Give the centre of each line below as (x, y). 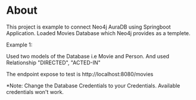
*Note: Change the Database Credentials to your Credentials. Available (93, 85)
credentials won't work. (35, 92)
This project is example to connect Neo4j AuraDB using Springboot (88, 27)
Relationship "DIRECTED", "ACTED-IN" (54, 62)
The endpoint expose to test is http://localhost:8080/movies (80, 74)
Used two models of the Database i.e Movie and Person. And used (88, 56)
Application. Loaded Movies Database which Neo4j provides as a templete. (98, 33)
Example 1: (19, 45)
